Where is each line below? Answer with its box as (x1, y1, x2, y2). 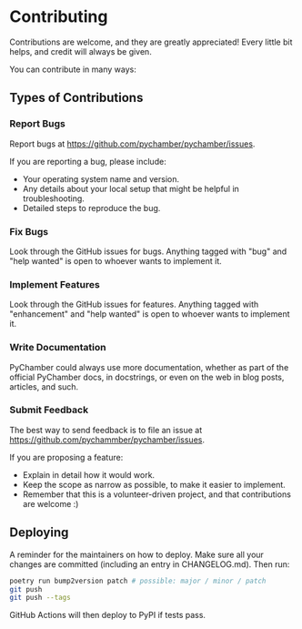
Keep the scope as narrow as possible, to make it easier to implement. (22, 479, 287, 490)
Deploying (9, 525, 69, 541)
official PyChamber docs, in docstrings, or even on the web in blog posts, (9, 371, 285, 382)
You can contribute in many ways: (9, 64, 136, 75)
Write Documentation (9, 341, 106, 354)
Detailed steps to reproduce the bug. (22, 202, 161, 213)
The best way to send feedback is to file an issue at (9, 424, 203, 435)
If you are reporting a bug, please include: (9, 156, 166, 167)
